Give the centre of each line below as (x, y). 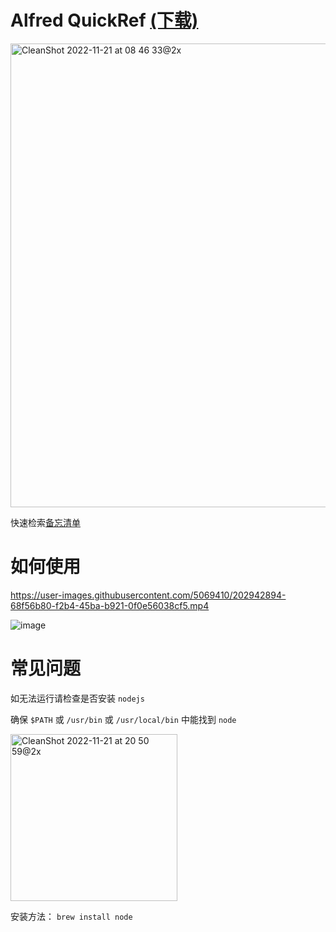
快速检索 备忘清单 (45, 522)
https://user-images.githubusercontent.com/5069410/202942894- (148, 595)
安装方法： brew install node (71, 916)
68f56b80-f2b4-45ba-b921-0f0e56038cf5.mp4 (110, 605)
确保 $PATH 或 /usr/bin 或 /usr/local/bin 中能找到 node (123, 719)
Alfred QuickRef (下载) (104, 20)
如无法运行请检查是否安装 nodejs (77, 698)
